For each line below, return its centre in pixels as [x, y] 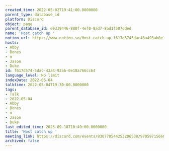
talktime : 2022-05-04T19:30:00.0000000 [47, 85]
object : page [19, 24]
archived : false [22, 141]
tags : [11, 89]
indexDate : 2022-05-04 [29, 80]
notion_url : [18, 38]
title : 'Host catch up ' [31, 131]
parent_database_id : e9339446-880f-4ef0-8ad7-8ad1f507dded [68, 29]
